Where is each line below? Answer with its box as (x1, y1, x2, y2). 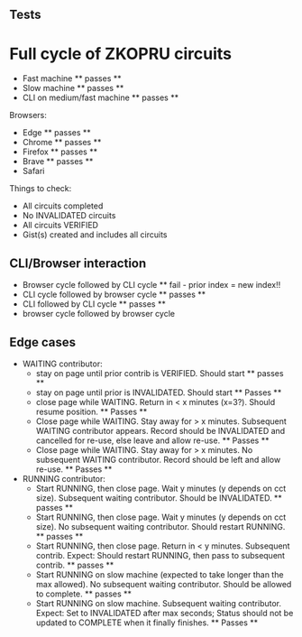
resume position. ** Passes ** (35, 406, 148, 417)
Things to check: (9, 183, 72, 194)
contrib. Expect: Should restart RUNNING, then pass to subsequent (35, 549, 286, 560)
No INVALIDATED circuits (22, 210, 116, 221)
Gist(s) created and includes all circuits (22, 229, 168, 240)
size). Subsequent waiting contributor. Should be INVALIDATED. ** (35, 492, 282, 503)
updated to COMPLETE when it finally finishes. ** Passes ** (35, 617, 259, 628)
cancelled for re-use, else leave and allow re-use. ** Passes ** (35, 435, 270, 446)
